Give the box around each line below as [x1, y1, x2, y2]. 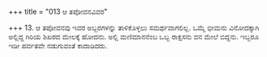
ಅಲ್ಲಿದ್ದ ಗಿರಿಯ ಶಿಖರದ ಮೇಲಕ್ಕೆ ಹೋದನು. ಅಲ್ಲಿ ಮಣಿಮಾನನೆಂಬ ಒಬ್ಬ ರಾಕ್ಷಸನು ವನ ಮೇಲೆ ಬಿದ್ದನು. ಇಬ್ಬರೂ [8, 32, 259, 41]
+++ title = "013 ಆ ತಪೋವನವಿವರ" [8, 7, 108, 16]
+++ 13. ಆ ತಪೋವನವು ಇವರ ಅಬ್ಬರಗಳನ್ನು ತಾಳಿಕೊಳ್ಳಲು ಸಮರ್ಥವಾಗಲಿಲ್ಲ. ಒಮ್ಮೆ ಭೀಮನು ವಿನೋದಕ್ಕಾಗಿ [8, 23, 260, 32]
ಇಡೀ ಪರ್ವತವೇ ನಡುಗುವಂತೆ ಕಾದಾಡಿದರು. [8, 41, 108, 51]
